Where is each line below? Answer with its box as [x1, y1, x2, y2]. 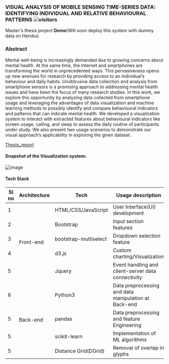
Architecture [19, 192, 50, 198]
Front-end [19, 239, 44, 245]
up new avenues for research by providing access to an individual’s [5, 73, 145, 79]
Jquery [54, 268, 72, 274]
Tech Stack [5, 176, 29, 182]
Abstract [5, 45, 28, 52]
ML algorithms [113, 336, 147, 343]
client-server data [113, 268, 156, 274]
